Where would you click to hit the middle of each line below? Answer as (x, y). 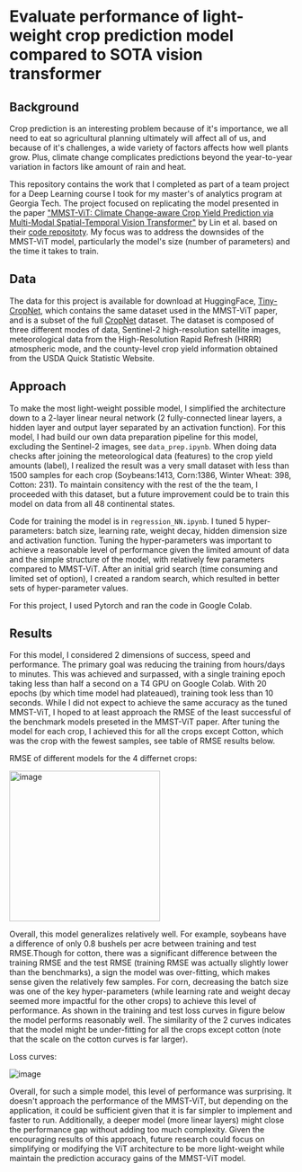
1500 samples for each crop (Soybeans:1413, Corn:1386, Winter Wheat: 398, (151, 475)
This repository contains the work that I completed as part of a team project (149, 184)
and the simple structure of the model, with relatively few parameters (137, 559)
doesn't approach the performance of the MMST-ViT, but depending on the (149, 1101)
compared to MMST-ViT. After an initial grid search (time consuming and (144, 569)
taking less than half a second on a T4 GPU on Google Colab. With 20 (138, 684)
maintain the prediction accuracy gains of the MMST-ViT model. (128, 1159)
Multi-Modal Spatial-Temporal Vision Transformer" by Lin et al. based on (143, 222)
